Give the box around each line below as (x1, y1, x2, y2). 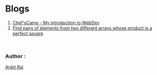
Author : (5, 52, 26, 59)
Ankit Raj (5, 64, 24, 70)
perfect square (12, 30, 44, 36)
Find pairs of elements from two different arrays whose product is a (12, 25, 152, 31)
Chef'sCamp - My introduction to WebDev (12, 20, 100, 26)
